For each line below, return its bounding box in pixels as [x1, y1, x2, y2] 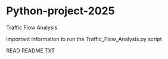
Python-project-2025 [6, 4, 115, 18]
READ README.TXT [6, 46, 55, 54]
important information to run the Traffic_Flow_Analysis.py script [6, 35, 162, 42]
